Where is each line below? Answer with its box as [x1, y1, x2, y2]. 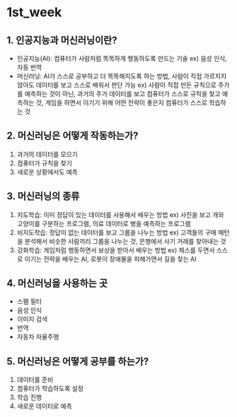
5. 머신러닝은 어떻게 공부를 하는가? [6, 355, 149, 368]
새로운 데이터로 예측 [16, 402, 72, 411]
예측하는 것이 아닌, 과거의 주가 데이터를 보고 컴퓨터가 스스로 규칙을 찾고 [24, 90, 221, 98]
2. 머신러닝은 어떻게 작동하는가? [6, 130, 139, 142]
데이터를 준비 [16, 375, 54, 384]
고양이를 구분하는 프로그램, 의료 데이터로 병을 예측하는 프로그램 [16, 219, 192, 228]
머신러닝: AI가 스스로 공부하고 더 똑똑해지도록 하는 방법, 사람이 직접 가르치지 [16, 72, 227, 80]
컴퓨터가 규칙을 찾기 [16, 158, 72, 167]
